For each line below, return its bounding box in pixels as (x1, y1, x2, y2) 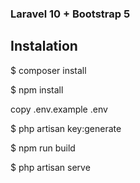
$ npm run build (10, 142, 76, 154)
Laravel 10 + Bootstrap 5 (10, 7, 131, 21)
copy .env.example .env (10, 103, 108, 115)
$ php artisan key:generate (10, 122, 122, 134)
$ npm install (10, 83, 64, 96)
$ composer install (10, 64, 87, 76)
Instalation (10, 38, 78, 55)
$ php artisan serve (10, 161, 91, 173)
